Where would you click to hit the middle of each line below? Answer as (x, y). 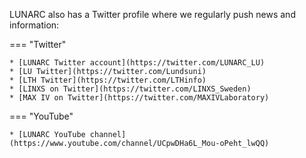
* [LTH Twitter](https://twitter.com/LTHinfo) (108, 80)
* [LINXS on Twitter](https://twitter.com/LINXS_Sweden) (130, 89)
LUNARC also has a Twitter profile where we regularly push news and (152, 14)
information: (34, 25)
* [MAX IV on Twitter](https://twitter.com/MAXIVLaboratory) (139, 98)
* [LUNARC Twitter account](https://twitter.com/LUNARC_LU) (137, 63)
